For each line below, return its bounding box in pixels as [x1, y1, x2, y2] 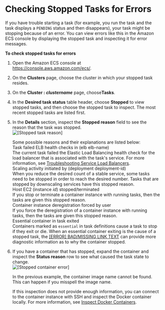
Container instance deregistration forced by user [12, 202, 111, 208]
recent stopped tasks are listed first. [12, 110, 86, 116]
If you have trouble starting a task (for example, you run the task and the [5, 20, 152, 26]
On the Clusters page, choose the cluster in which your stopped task [12, 75, 153, 80]
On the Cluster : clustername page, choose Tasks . [12, 89, 116, 95]
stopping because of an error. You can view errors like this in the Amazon [5, 30, 154, 36]
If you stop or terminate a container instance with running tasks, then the [12, 192, 160, 197]
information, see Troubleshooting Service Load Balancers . [12, 160, 131, 166]
